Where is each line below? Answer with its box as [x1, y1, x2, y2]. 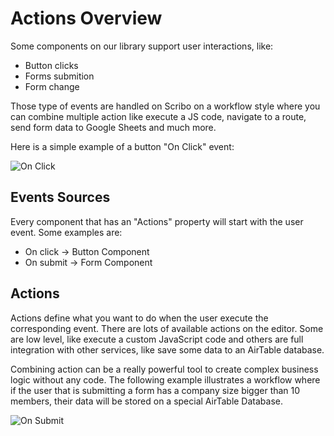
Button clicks [24, 59, 79, 71]
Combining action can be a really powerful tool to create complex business [10, 363, 319, 375]
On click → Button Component [24, 245, 150, 257]
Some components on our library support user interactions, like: [10, 40, 274, 52]
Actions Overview [10, 7, 163, 30]
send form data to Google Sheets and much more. [10, 121, 217, 133]
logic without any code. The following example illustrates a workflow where [10, 373, 321, 386]
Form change [24, 80, 80, 92]
